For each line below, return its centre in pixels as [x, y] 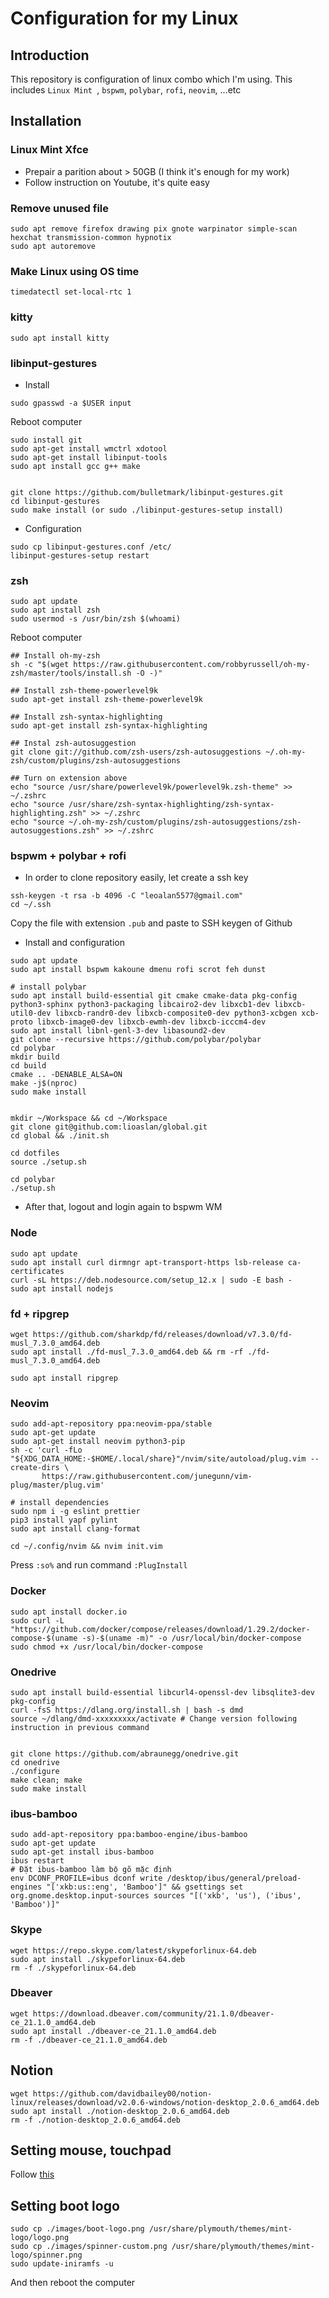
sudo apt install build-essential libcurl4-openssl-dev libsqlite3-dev [162, 1692]
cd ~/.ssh [31, 905]
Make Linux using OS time [75, 271]
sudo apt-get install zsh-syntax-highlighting [109, 726]
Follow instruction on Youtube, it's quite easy [117, 182]
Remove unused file [59, 208]
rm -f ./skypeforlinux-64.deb [73, 1968]
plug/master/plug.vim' [57, 1485]
